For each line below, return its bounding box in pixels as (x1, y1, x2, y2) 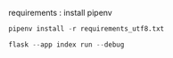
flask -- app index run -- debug (8, 40, 125, 49)
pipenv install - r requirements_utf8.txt (8, 25, 165, 33)
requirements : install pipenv (8, 8, 112, 18)
